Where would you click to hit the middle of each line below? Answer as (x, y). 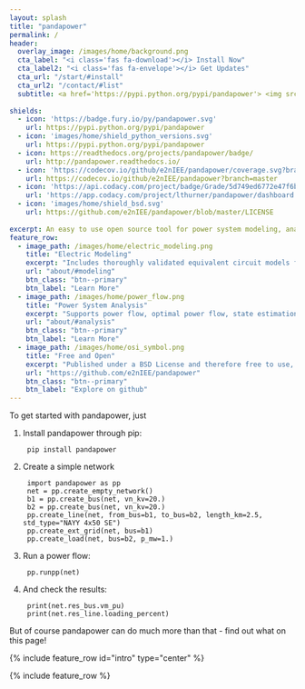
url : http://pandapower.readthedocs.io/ (103, 161)
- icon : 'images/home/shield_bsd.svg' (91, 204)
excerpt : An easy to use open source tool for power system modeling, (146, 229)
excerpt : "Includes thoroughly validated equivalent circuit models (158, 263)
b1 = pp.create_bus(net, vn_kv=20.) (96, 499)
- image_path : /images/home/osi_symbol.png (101, 347)
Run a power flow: (56, 556)
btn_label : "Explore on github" (87, 390)
